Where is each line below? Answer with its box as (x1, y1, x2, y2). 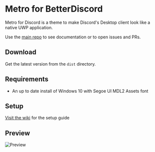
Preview (5, 129, 31, 137)
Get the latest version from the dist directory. (5, 61, 96, 67)
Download (5, 48, 36, 56)
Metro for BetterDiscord (5, 3, 103, 15)
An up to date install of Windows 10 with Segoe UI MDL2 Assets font (12, 88, 149, 94)
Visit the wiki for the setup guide (5, 115, 70, 121)
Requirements (5, 75, 48, 84)
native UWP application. (5, 24, 53, 30)
